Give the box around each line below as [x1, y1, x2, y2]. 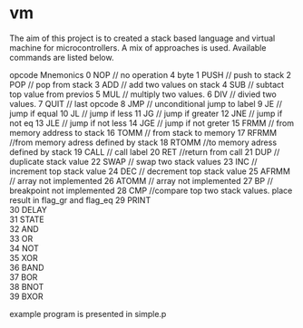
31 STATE [9, 214, 44, 225]
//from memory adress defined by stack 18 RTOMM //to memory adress [9, 137, 278, 148]
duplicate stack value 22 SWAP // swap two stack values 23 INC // [9, 156, 258, 167]
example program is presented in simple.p [9, 308, 167, 319]
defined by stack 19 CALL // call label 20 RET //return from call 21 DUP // [9, 146, 280, 157]
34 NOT [9, 243, 39, 254]
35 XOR [9, 252, 38, 263]
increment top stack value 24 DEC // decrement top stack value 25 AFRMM [9, 166, 290, 177]
